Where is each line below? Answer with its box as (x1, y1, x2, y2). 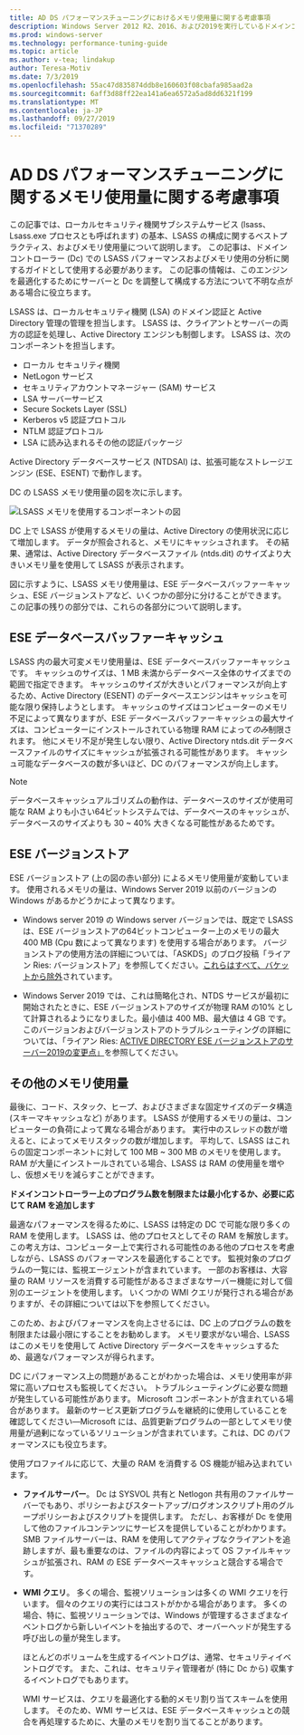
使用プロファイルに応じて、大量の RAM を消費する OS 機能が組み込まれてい (9, 1458, 292, 1469)
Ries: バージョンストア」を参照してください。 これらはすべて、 (33, 959, 266, 970)
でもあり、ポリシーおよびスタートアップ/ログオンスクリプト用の (37, 1500, 279, 1511)
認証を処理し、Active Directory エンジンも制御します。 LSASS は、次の (24, 328, 291, 340)
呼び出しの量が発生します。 (22, 1633, 126, 1643)
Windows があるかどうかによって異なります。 (9, 894, 180, 906)
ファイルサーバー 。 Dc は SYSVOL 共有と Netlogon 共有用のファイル (22, 1489, 279, 1499)
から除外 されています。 (30, 970, 118, 981)
